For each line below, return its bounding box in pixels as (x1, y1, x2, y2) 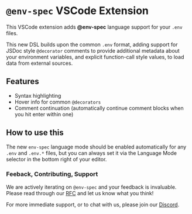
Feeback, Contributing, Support (6, 170, 98, 178)
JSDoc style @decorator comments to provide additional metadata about (6, 47, 180, 54)
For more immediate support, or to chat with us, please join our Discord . (6, 201, 180, 208)
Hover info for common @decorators (14, 98, 101, 105)
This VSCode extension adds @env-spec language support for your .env (6, 23, 183, 30)
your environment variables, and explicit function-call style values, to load (6, 53, 184, 60)
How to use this (6, 127, 64, 138)
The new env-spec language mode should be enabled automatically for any (6, 143, 187, 150)
